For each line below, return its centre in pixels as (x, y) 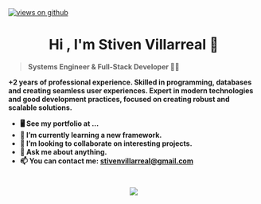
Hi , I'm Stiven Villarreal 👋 (134, 45)
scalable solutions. (41, 108)
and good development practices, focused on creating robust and (119, 99)
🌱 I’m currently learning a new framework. (91, 135)
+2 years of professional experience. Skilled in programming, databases (130, 82)
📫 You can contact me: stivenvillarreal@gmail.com (106, 161)
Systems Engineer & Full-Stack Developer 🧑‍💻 (103, 66)
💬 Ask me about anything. (63, 151)
